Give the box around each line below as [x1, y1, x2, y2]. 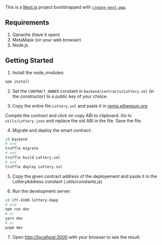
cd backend [5, 137, 28, 142]
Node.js [12, 42, 29, 48]
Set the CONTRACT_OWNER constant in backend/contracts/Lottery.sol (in [12, 88, 154, 94]
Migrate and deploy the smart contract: [12, 127, 92, 133]
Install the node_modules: [12, 69, 65, 76]
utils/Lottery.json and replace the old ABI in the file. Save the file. [5, 118, 142, 123]
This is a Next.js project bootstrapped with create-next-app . [5, 4, 127, 10]
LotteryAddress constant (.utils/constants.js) [12, 178, 102, 184]
